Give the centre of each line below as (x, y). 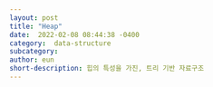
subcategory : (34, 52)
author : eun (32, 60)
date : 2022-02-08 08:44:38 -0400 (75, 34)
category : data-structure (60, 43)
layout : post (34, 18)
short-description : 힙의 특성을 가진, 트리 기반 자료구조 (107, 69)
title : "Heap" (36, 26)
